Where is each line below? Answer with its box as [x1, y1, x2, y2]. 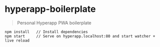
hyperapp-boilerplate [5, 3, 96, 15]
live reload [5, 38, 30, 43]
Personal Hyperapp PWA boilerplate [17, 20, 91, 26]
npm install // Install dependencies [5, 29, 88, 34]
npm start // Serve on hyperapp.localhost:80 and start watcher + [5, 34, 155, 39]
